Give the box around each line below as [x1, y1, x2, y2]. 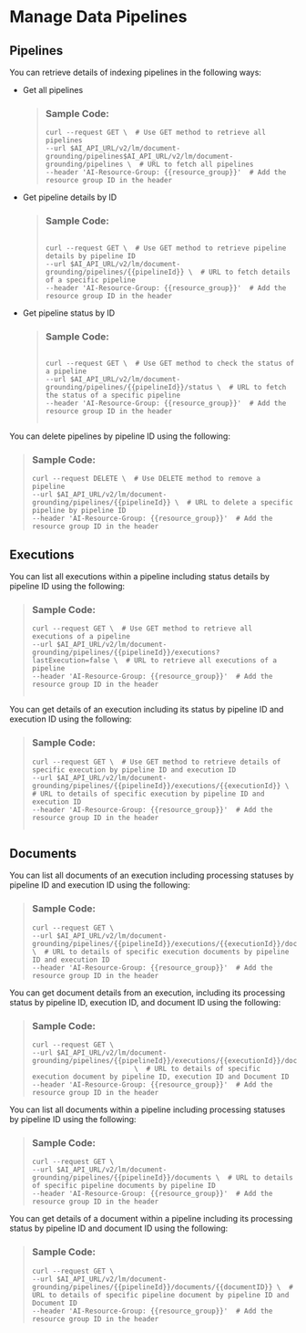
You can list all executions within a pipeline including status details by [9, 571, 270, 581]
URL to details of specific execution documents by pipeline [52, 947, 290, 956]
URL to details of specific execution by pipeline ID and [40, 789, 265, 798]
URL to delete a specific [195, 498, 293, 507]
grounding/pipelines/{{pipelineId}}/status [45, 382, 214, 391]
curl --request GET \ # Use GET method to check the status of [45, 359, 295, 368]
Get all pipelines [22, 85, 84, 95]
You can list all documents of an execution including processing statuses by [9, 870, 294, 881]
